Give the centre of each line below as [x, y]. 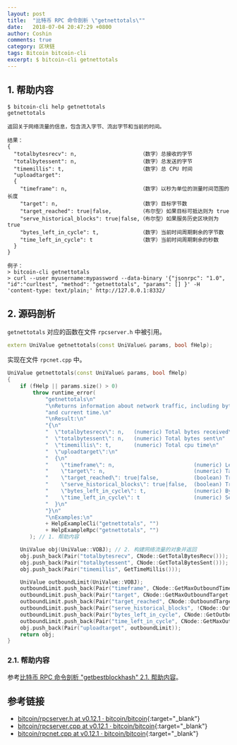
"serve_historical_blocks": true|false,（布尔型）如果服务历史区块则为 [120, 218]
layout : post [26, 14]
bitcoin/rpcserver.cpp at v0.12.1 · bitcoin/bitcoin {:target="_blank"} [113, 726]
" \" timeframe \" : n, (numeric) [133, 465]
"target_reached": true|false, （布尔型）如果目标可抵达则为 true [124, 211]
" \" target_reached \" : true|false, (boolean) [133, 478]
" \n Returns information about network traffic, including [132, 406]
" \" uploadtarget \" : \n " [81, 452]
